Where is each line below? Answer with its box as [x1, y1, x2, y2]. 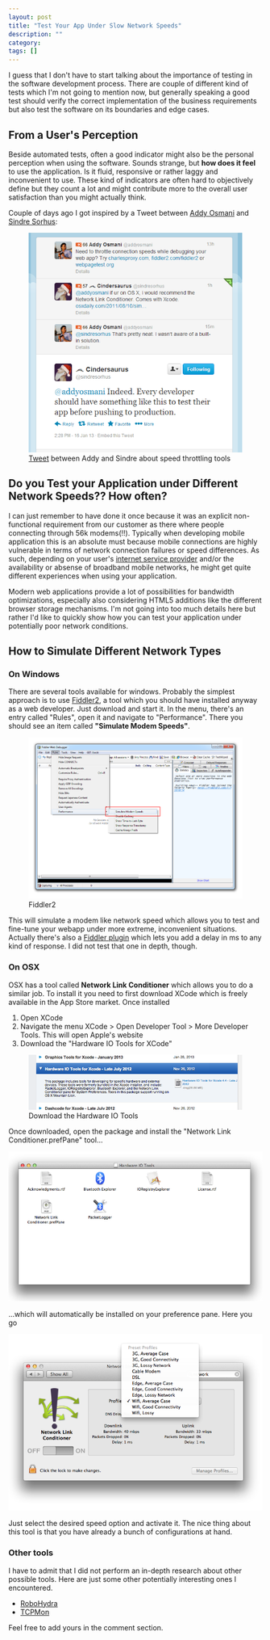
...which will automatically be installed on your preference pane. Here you [8, 1309, 252, 1318]
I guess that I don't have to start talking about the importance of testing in [8, 70, 252, 80]
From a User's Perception [8, 128, 139, 141]
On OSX [8, 961, 40, 973]
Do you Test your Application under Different [8, 477, 239, 490]
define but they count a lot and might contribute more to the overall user [8, 183, 248, 193]
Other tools [8, 1547, 54, 1558]
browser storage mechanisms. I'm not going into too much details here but [8, 603, 256, 613]
